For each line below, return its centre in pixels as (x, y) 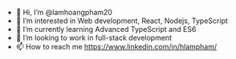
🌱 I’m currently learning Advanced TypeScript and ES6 (106, 29)
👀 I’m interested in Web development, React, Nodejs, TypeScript (122, 21)
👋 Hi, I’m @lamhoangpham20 (64, 12)
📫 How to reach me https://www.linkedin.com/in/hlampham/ (116, 47)
